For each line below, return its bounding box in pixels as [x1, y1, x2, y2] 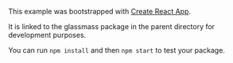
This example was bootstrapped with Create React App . [8, 7, 192, 16]
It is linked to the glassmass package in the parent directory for [8, 22, 216, 31]
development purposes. [8, 31, 87, 39]
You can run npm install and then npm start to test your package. [8, 46, 225, 54]
